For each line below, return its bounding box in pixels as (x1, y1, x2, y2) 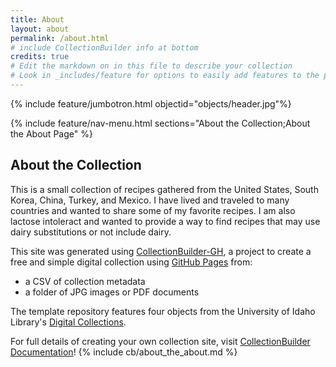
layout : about (10, 24, 70, 34)
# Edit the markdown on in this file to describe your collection (10, 61, 293, 71)
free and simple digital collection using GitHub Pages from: (10, 256, 253, 268)
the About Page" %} (10, 127, 93, 140)
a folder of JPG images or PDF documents (24, 286, 200, 298)
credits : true (10, 52, 70, 62)
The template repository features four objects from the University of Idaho (10, 305, 316, 317)
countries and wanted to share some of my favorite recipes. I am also (10, 204, 296, 216)
